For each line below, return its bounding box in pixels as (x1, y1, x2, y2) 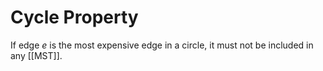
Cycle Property (10, 6, 139, 29)
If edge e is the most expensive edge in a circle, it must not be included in (10, 39, 314, 51)
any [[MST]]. (10, 49, 63, 61)
